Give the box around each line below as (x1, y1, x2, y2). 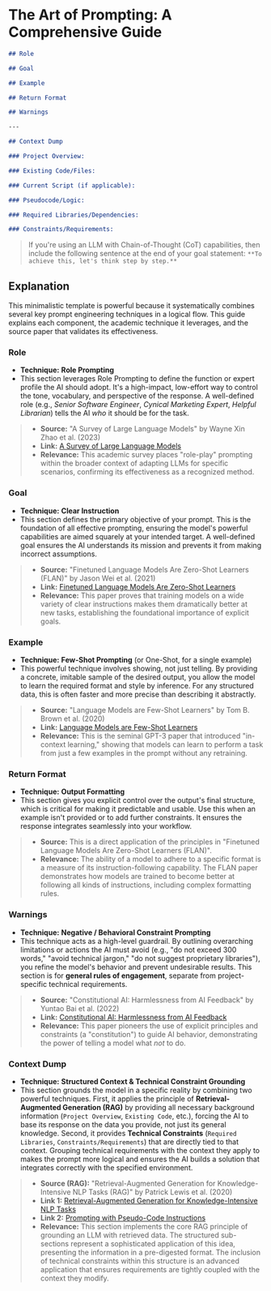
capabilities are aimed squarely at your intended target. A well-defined (19, 531, 256, 541)
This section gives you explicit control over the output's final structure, (19, 796, 256, 805)
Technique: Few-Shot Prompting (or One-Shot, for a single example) (19, 655, 252, 665)
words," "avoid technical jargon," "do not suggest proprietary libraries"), (19, 953, 260, 963)
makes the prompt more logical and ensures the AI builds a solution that (19, 1154, 260, 1164)
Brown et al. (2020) (40, 714, 105, 723)
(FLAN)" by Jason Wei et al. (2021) (40, 573, 156, 583)
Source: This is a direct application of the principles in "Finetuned (40, 837, 260, 847)
